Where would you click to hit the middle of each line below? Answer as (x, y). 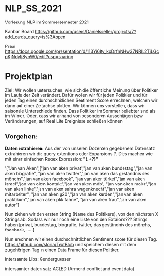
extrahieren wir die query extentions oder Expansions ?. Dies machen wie (79, 153)
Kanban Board (20, 31)
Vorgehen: (21, 137)
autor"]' (13, 205)
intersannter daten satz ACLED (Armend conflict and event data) (70, 268)
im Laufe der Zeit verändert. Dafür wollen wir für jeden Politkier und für (76, 95)
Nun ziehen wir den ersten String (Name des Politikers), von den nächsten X (82, 214)
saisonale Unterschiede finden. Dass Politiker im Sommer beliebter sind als (80, 111)
